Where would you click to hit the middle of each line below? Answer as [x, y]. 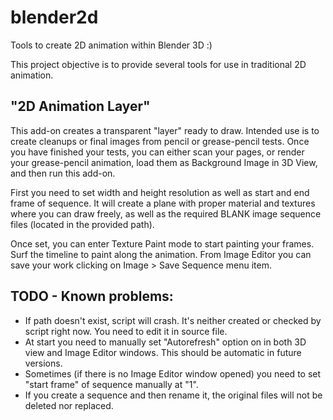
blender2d [54, 17]
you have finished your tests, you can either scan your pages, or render [157, 152]
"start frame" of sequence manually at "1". [111, 384]
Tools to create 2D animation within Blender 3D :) [111, 45]
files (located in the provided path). [82, 224]
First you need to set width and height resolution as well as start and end [160, 192]
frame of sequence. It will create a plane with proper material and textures [163, 203]
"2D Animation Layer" [80, 106]
